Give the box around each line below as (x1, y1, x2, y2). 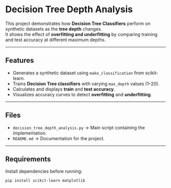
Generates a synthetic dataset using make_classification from (12, 70, 144, 76)
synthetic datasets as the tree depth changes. (5, 25, 102, 32)
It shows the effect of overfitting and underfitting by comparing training (5, 31, 158, 37)
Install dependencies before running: (5, 168, 82, 174)
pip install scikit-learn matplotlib (5, 178, 85, 183)
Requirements (5, 154, 51, 164)
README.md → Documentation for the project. (12, 135, 105, 141)
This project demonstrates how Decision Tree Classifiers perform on (5, 20, 151, 26)
